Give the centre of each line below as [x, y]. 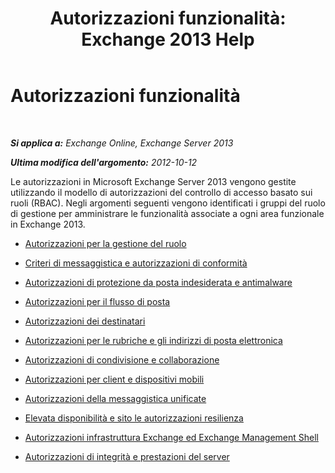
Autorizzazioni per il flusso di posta [97, 301]
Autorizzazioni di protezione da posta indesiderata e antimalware [158, 282]
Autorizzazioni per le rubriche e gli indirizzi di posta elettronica [153, 340]
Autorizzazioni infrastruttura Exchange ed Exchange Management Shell [171, 437]
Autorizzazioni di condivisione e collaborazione [122, 359]
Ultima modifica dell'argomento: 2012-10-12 [104, 162]
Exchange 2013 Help [168, 39]
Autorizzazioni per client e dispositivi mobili [114, 379]
